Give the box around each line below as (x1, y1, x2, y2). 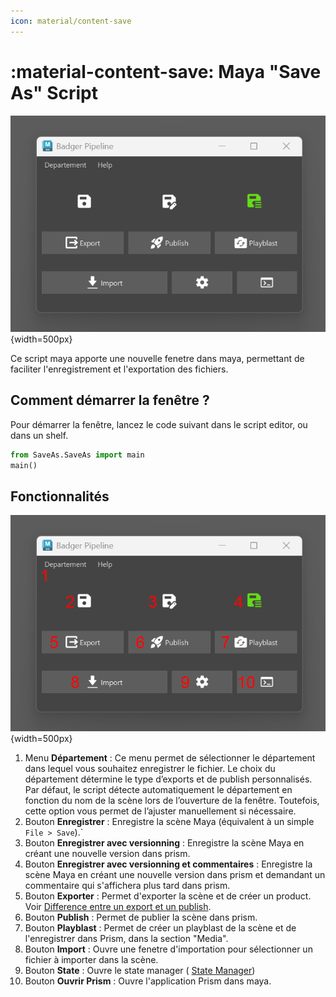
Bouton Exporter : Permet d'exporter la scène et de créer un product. (24, 890, 312, 902)
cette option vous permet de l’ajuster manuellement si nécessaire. (24, 805, 297, 817)
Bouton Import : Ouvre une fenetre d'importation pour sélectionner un (24, 943, 313, 955)
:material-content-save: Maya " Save (10, 60, 322, 83)
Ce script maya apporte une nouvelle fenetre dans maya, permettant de (10, 352, 305, 364)
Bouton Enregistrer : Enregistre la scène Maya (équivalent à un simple (24, 816, 315, 828)
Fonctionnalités (10, 488, 110, 505)
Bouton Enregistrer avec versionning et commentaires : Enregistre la (24, 858, 313, 870)
